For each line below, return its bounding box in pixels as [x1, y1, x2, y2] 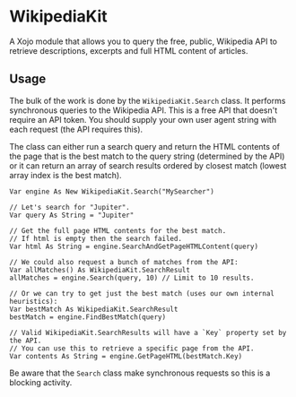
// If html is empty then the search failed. [9, 234, 182, 243]
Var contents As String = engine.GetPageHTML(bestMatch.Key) [9, 351, 243, 360]
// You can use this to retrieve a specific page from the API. [9, 343, 255, 353]
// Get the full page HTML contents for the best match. [9, 226, 227, 235]
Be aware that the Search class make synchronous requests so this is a [9, 367, 271, 378]
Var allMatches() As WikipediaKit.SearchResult [9, 265, 191, 274]
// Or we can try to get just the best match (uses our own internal [9, 289, 275, 298]
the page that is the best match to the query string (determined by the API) [9, 151, 285, 161]
